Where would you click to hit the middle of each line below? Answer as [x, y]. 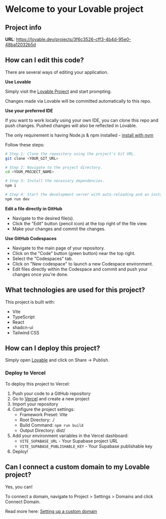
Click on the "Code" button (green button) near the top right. [74, 253]
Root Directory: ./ [37, 420]
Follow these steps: [25, 144]
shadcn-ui [23, 327]
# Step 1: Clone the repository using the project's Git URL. [70, 154]
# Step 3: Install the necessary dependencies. [55, 181]
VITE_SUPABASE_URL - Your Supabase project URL [69, 441]
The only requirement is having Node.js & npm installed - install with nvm [79, 135]
